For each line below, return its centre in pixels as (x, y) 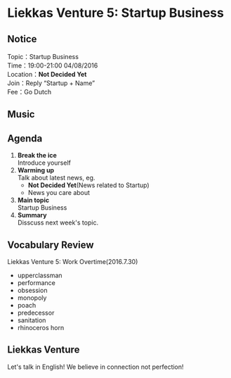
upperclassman (40, 275)
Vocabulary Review (51, 245)
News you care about (59, 193)
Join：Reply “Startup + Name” (51, 83)
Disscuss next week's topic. (58, 222)
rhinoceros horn (41, 328)
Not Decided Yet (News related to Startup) (88, 185)
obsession (32, 291)
